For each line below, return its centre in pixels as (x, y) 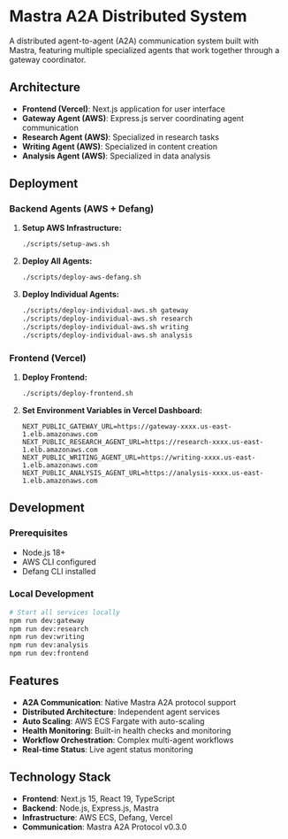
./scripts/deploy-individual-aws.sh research (107, 319)
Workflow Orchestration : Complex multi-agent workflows (128, 740)
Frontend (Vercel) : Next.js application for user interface (123, 109)
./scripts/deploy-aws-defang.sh (81, 277)
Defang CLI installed (59, 571)
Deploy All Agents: (57, 261)
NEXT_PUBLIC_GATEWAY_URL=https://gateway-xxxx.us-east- (127, 427)
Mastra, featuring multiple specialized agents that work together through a (144, 50)
